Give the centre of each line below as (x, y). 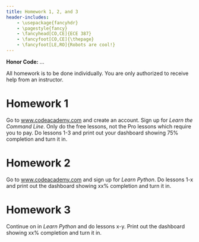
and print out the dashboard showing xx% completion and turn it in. (89, 186)
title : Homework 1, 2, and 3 (42, 12)
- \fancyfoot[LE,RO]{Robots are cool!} (66, 45)
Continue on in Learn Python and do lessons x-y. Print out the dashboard (96, 226)
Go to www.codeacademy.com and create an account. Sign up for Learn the (99, 120)
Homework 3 (39, 210)
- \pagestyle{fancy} (42, 28)
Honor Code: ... (25, 62)
